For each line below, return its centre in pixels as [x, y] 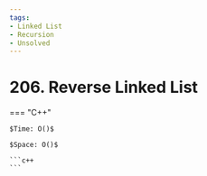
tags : [19, 18]
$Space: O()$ [34, 145]
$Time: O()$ [32, 129]
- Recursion [32, 34]
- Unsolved [30, 43]
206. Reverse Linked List [104, 88]
